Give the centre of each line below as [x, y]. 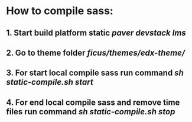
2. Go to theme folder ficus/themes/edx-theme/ [95, 52]
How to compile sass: [60, 11]
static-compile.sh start [50, 82]
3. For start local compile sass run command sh [95, 73]
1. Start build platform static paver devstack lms [96, 33]
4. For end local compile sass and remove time [93, 102]
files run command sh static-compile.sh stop [91, 112]
